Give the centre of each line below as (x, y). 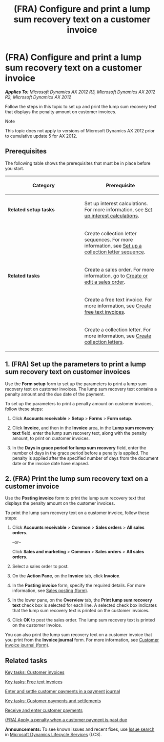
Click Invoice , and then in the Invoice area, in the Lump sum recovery (83, 428)
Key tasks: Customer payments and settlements (53, 701)
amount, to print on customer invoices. (51, 438)
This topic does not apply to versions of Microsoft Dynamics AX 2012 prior (80, 130)
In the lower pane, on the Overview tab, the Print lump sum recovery (82, 600)
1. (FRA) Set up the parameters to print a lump (76, 364)
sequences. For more (109, 240)
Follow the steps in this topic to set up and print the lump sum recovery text (81, 106)
